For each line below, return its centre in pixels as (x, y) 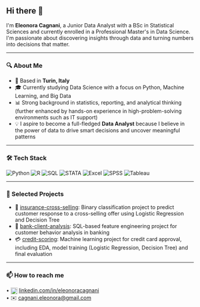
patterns (25, 137)
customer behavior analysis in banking (62, 232)
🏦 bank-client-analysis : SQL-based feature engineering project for (96, 226)
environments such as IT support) (56, 118)
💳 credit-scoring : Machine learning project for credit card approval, (98, 239)
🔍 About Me (24, 65)
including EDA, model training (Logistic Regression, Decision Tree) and (101, 248)
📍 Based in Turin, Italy (42, 81)
